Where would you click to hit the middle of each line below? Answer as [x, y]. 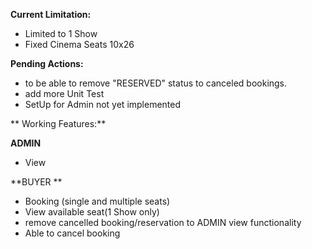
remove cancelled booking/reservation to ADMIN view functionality [163, 222]
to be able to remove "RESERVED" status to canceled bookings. [156, 83]
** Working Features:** [58, 123]
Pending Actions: [47, 63]
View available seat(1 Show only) [92, 212]
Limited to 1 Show [61, 33]
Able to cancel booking [72, 233]
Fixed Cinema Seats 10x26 [79, 44]
